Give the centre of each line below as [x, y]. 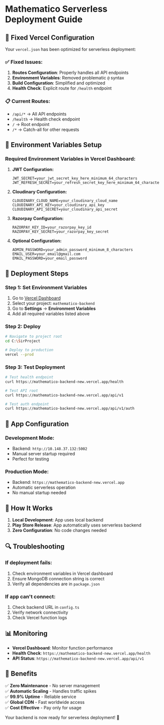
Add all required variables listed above [51, 313]
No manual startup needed [39, 493]
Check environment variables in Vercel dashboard [63, 573]
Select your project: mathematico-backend [53, 303]
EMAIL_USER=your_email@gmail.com [46, 254]
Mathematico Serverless [56, 9]
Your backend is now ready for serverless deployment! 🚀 [62, 717]
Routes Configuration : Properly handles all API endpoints [70, 73]
